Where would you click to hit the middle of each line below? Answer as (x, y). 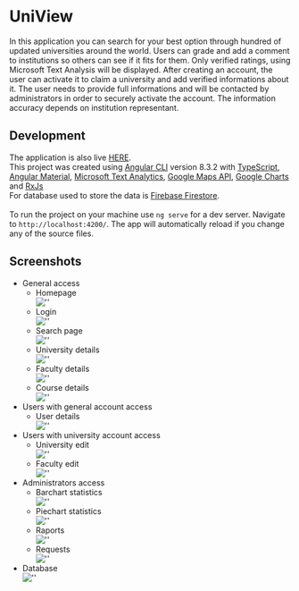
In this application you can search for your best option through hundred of (145, 41)
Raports (50, 530)
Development (48, 136)
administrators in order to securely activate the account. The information (143, 98)
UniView (42, 17)
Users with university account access (91, 435)
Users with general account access (87, 406)
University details (67, 350)
